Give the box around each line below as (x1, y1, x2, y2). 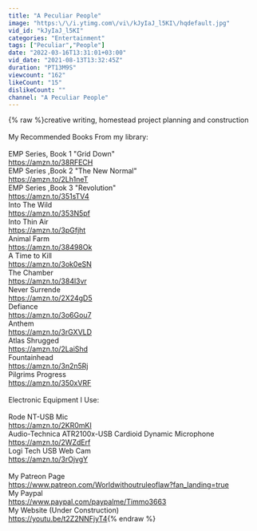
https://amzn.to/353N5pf (8, 208, 90, 218)
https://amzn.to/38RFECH (8, 157, 93, 168)
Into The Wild (8, 200, 53, 210)
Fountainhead (8, 353, 53, 363)
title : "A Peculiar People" (8, 11, 102, 20)
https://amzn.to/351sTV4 (8, 192, 89, 201)
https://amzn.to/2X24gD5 (8, 293, 93, 303)
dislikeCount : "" (8, 85, 66, 94)
